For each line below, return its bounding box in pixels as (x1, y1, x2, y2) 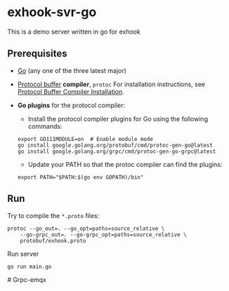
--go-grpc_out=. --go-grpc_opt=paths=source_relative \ (20, 231, 188, 238)
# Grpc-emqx (7, 275, 47, 284)
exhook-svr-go (7, 4, 97, 20)
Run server (7, 250, 39, 258)
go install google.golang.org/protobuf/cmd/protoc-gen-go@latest (17, 142, 213, 149)
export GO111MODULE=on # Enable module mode (17, 135, 153, 142)
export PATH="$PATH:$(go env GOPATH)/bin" (17, 173, 144, 181)
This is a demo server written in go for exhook (7, 27, 140, 36)
